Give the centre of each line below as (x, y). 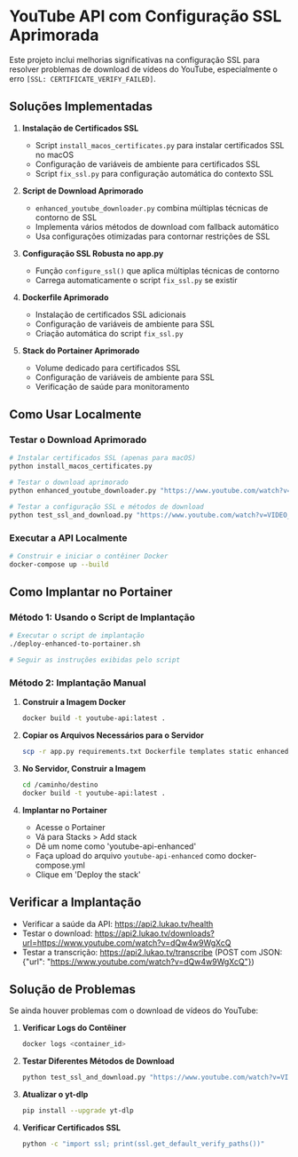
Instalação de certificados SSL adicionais (110, 314)
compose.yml (60, 865)
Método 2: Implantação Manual (78, 683)
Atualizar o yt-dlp (55, 1095)
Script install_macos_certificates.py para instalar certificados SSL (160, 145)
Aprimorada (54, 35)
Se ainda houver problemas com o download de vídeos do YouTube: (134, 1010)
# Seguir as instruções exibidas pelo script (94, 660)
